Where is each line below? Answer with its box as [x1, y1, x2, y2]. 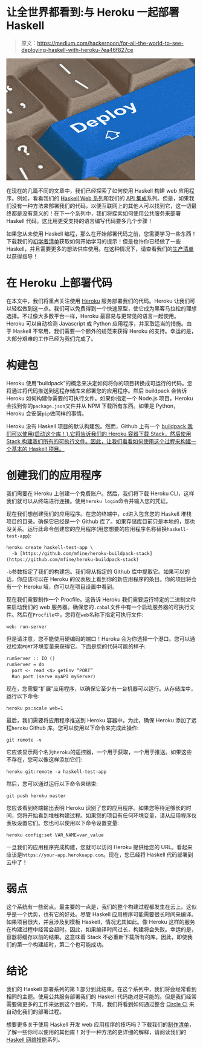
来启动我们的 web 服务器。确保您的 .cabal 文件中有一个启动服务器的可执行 [6, 603, 190, 611]
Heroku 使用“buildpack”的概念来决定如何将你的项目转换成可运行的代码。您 [6, 379, 193, 387]
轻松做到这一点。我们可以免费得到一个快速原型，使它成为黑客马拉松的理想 [11, 304, 197, 312]
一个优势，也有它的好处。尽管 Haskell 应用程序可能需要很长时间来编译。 [16, 910, 197, 918]
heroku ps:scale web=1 [6, 705, 63, 711]
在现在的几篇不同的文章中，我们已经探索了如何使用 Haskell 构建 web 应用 [6, 187, 189, 194]
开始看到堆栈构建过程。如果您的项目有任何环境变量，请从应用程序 [27, 812, 192, 819]
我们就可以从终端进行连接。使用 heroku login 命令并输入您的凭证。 [6, 497, 171, 504]
